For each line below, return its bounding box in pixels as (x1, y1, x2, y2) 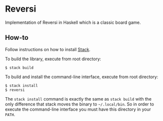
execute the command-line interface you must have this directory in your (5, 106, 151, 112)
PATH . (5, 111, 16, 117)
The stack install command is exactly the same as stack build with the (5, 96, 152, 102)
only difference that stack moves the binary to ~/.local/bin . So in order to (5, 101, 154, 107)
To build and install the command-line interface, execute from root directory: (5, 74, 158, 80)
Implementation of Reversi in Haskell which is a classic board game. (5, 19, 141, 25)
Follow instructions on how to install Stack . (5, 46, 91, 52)
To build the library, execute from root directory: (5, 56, 101, 62)
